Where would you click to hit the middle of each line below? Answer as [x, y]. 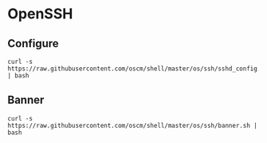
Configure [33, 44]
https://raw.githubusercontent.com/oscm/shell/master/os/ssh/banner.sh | [133, 125]
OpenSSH [40, 14]
